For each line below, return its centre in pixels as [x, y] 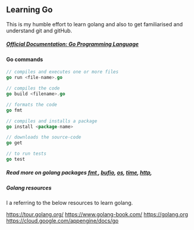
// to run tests [26, 154]
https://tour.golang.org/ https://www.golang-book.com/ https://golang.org [97, 214]
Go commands [25, 59]
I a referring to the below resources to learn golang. [70, 203]
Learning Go [30, 10]
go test [16, 160]
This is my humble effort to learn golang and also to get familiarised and [95, 24]
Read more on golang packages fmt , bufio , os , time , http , [79, 173]
